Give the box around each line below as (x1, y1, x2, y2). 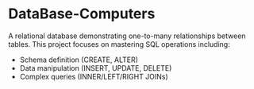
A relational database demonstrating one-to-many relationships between (8, 31, 246, 41)
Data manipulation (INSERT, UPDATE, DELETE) (19, 63, 172, 72)
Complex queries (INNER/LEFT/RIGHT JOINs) (19, 72, 168, 81)
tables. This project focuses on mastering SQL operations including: (8, 39, 230, 48)
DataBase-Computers (8, 5, 156, 23)
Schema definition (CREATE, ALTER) (19, 55, 139, 64)
